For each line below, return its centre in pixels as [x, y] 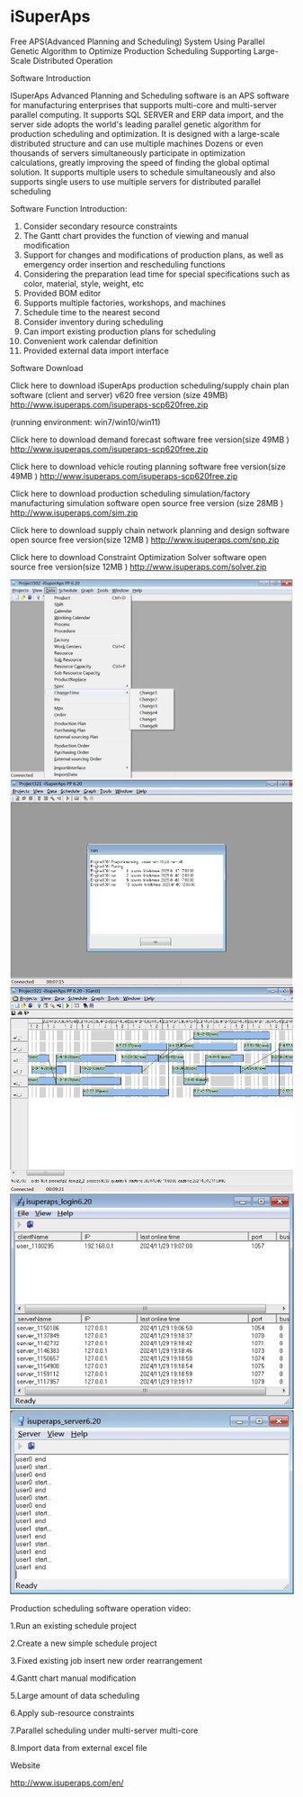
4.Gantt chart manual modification [73, 1678]
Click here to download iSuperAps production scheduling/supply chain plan [150, 386]
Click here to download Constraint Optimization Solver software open [138, 557]
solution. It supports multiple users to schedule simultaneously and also [143, 172]
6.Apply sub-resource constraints [72, 1712]
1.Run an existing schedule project [74, 1625]
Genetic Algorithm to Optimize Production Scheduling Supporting [131, 50]
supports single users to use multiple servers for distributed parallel [136, 181]
